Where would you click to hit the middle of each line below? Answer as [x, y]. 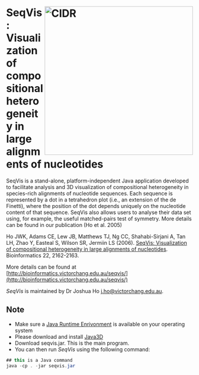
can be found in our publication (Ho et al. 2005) [64, 225]
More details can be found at [41, 267]
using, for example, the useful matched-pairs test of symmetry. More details [99, 218]
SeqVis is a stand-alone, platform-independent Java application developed [98, 181]
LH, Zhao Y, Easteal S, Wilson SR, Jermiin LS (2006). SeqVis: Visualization [97, 242]
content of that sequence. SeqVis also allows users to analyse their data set [99, 212]
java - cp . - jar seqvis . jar [41, 365]
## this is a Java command [39, 360]
